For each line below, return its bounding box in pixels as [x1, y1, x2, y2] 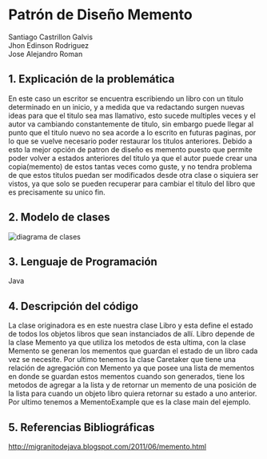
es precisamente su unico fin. [8, 187, 106, 197]
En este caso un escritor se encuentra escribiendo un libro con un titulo [8, 94, 244, 103]
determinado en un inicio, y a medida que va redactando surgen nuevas [8, 102, 245, 111]
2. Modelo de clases [8, 211, 110, 224]
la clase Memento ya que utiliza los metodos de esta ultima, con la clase [8, 338, 246, 348]
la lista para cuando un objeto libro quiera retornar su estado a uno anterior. [8, 389, 257, 398]
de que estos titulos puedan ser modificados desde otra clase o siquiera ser [8, 170, 259, 179]
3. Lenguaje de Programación [8, 255, 157, 268]
